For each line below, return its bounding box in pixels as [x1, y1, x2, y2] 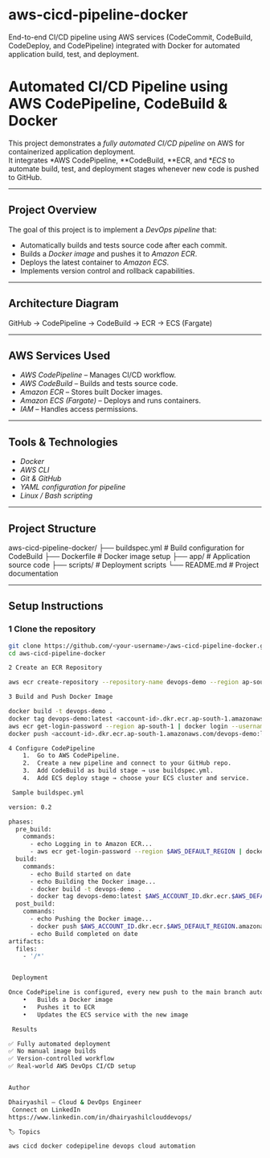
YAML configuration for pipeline [19, 482, 126, 492]
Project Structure [8, 521, 96, 536]
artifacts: [8, 937, 45, 946]
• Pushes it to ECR [22, 1003, 95, 1011]
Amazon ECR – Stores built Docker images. [19, 388, 163, 397]
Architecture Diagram [8, 297, 119, 310]
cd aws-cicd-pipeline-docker [8, 649, 106, 657]
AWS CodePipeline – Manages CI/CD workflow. [19, 370, 177, 380]
